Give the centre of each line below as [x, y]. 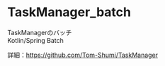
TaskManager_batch [69, 12]
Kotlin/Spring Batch [35, 40]
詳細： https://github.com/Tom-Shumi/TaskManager [82, 55]
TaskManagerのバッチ [40, 32]
